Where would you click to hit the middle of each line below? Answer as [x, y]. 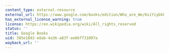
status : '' [17, 29]
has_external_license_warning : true [44, 19]
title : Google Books [27, 33]
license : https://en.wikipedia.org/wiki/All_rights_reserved [71, 24]
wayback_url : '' [22, 43]
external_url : [20, 15]
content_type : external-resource [40, 10]
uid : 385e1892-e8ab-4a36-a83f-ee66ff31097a [52, 38]
